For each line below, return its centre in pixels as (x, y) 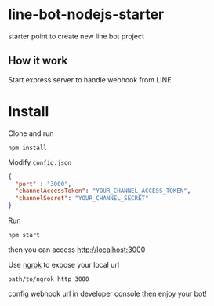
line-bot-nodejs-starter (86, 15)
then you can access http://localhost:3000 (77, 250)
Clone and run (31, 133)
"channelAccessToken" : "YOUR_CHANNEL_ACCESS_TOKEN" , (103, 191)
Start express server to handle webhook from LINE (90, 79)
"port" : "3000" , (44, 184)
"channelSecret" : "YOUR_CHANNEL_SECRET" (82, 199)
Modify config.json (40, 162)
